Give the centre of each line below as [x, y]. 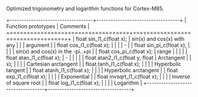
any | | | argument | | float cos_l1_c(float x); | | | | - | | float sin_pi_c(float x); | [98, 45]
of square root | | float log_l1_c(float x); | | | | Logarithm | [74, 83]
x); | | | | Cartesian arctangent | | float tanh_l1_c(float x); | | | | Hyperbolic [94, 64]
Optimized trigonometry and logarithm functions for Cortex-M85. [85, 9]
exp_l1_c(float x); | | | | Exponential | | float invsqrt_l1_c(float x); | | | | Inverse [98, 77]
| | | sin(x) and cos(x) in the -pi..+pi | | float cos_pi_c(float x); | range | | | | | [97, 51]
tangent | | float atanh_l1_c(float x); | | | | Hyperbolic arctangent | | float [92, 70]
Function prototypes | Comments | [48, 26]
